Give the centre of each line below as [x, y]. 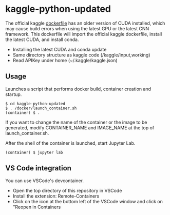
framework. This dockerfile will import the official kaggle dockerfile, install [84, 34]
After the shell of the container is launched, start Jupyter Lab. [70, 143]
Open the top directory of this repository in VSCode [67, 190]
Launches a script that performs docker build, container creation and [78, 89]
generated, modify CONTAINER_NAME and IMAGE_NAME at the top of [80, 128]
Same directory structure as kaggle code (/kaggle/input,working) [81, 55]
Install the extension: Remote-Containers [56, 196]
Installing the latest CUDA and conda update [60, 49]
